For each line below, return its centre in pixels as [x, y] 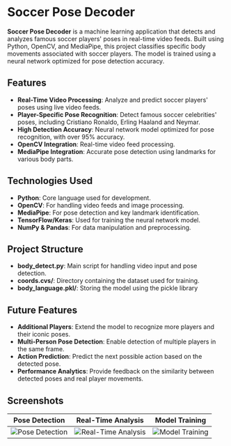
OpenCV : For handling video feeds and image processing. [101, 205]
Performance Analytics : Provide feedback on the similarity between [115, 371]
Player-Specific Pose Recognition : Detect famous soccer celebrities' [117, 114]
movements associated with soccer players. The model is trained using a [112, 54]
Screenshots [35, 400]
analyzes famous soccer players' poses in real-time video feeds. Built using [115, 38]
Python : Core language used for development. [84, 198]
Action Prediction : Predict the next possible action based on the [110, 357]
